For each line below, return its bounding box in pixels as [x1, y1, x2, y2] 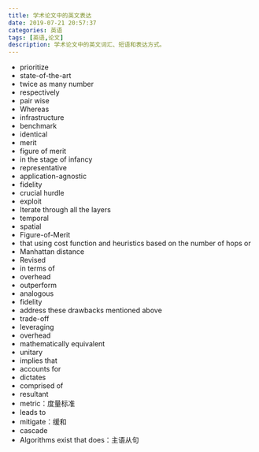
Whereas [19, 104, 50, 114]
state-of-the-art [19, 71, 72, 80]
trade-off [19, 314, 50, 323]
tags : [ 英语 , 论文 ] [8, 33, 65, 42]
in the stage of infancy [19, 155, 93, 164]
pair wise [19, 96, 50, 106]
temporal [19, 214, 50, 223]
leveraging [19, 323, 54, 332]
